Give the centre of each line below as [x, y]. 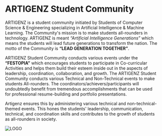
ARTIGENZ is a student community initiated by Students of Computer [74, 22]
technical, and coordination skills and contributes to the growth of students [80, 114]
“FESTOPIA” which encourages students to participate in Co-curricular [76, 63]
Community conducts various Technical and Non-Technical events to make [80, 78]
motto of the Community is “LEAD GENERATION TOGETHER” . [67, 48]
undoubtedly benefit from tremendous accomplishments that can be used [79, 89]
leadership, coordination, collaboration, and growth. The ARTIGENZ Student [81, 73]
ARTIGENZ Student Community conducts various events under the [72, 58]
